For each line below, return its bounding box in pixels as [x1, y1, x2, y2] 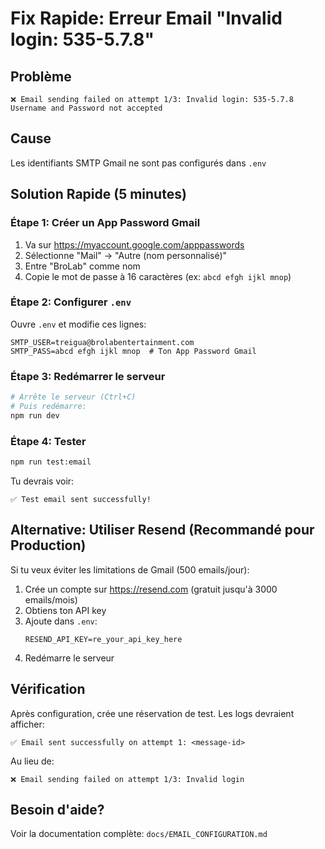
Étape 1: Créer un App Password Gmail [10, 216, 201, 230]
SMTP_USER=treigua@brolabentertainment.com [10, 337, 195, 347]
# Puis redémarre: [10, 401, 87, 411]
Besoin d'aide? [10, 801, 105, 818]
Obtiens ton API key [24, 604, 107, 616]
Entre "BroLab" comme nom [24, 260, 141, 272]
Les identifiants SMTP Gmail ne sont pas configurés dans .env [10, 157, 267, 169]
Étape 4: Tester [10, 434, 87, 448]
